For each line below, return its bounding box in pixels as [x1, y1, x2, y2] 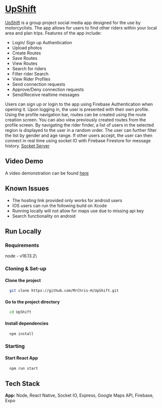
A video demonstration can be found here [5, 170, 89, 176]
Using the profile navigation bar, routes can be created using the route [5, 111, 146, 117]
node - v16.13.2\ [5, 253, 37, 259]
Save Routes [12, 55, 38, 61]
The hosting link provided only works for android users [12, 197, 122, 203]
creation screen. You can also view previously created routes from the [5, 117, 146, 123]
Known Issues [5, 184, 49, 193]
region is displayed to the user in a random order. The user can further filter [5, 127, 157, 133]
